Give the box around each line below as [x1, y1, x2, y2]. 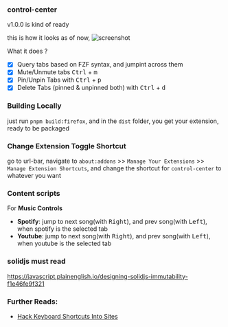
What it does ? [7, 47, 48, 56]
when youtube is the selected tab [16, 239, 112, 248]
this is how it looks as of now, [7, 34, 91, 42]
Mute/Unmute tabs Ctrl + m [16, 68, 98, 76]
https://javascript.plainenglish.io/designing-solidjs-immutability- [7, 272, 188, 280]
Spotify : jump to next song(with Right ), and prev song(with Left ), [16, 218, 207, 226]
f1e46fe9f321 [7, 280, 45, 288]
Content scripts [7, 189, 60, 199]
